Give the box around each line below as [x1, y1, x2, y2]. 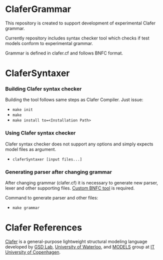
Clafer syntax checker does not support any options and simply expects [5, 141, 153, 147]
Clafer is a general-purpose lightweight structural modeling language [5, 238, 147, 244]
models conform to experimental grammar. [5, 40, 93, 46]
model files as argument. [5, 146, 56, 152]
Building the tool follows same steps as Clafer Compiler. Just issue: [5, 96, 143, 103]
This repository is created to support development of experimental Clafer [5, 20, 156, 26]
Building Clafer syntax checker [5, 85, 82, 92]
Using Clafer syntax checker [5, 129, 76, 136]
